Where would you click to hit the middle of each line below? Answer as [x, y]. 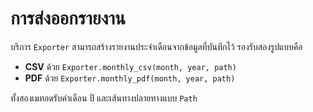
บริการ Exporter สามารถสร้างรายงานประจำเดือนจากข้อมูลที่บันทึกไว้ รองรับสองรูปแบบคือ [156, 46]
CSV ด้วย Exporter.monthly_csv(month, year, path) [130, 66]
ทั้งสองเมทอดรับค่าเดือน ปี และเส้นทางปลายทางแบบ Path [104, 98]
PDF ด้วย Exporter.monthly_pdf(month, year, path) [130, 78]
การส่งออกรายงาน [68, 18]
